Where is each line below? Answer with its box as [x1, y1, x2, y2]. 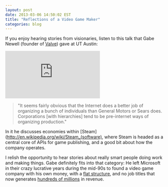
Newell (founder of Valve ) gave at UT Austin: [5, 41, 98, 47]
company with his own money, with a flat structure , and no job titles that [5, 171, 155, 177]
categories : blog [5, 21, 42, 27]
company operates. [5, 145, 46, 151]
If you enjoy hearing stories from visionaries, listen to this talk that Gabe [5, 35, 155, 42]
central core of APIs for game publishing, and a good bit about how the [5, 139, 153, 145]
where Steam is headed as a [104, 134, 163, 140]
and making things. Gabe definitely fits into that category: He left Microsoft [5, 160, 160, 166]
